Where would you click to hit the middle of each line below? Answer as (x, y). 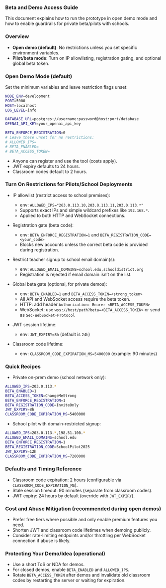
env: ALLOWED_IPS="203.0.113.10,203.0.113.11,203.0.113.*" (82, 205)
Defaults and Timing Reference (43, 469)
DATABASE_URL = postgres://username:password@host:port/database (72, 119)
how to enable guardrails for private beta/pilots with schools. (67, 23)
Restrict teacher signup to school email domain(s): (64, 259)
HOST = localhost (21, 105)
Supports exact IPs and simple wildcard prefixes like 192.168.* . (84, 210)
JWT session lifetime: (35, 324)
